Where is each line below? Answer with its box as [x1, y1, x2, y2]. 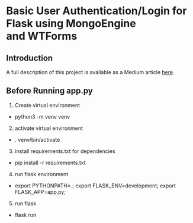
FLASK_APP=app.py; [14, 188, 66, 195]
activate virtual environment [14, 125, 83, 132]
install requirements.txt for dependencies [14, 147, 115, 155]
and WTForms [6, 30, 78, 43]
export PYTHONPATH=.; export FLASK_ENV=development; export [14, 182, 176, 189]
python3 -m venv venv [14, 113, 70, 120]
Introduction [6, 53, 53, 63]
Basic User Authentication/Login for [6, 4, 187, 18]
